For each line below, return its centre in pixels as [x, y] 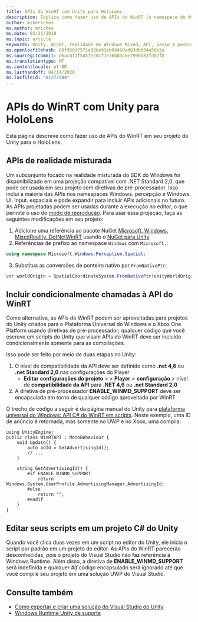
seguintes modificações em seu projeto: [55, 219]
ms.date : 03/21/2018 [32, 34]
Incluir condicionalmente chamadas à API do [90, 294]
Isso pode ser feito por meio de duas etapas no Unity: [71, 354]
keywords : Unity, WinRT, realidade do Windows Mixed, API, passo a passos [100, 45]
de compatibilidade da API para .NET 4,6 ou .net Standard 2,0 [100, 385]
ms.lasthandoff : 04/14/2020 [41, 72]
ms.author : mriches [30, 28]
